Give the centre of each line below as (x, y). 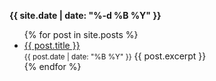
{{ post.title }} (52, 45)
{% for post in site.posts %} (81, 34)
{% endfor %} (52, 66)
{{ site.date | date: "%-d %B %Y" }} (85, 15)
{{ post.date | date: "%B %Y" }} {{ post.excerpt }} (115, 56)
